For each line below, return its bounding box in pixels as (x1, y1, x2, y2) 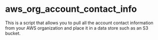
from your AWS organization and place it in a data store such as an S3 (5, 25, 149, 31)
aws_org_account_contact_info (5, 3, 137, 15)
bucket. (5, 30, 21, 36)
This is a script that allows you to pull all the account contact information (5, 20, 154, 26)
